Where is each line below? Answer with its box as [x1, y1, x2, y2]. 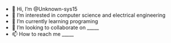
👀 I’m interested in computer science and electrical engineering [11, 12, 166, 19]
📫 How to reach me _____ [11, 31, 74, 37]
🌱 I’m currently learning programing [11, 18, 98, 24]
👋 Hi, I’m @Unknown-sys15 [11, 6, 78, 12]
